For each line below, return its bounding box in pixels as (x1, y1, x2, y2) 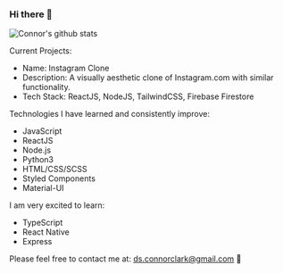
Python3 (21, 154, 54, 165)
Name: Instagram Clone (21, 62, 110, 74)
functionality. (21, 82, 71, 93)
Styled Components (21, 173, 96, 184)
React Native (21, 227, 70, 237)
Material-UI (21, 183, 64, 194)
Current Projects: (9, 45, 72, 56)
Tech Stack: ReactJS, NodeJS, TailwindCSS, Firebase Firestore (21, 91, 254, 102)
